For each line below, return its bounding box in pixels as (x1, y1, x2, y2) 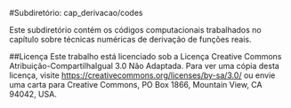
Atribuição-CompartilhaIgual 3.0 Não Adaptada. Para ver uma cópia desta (9, 61, 280, 71)
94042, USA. (9, 89, 58, 99)
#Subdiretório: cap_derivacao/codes (9, 8, 143, 18)
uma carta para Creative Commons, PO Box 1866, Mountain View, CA (9, 80, 263, 89)
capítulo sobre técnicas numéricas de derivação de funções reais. (9, 35, 252, 44)
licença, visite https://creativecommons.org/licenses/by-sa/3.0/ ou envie (9, 70, 276, 81)
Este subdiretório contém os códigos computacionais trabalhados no (9, 25, 262, 35)
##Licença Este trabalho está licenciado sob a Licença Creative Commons (9, 51, 282, 61)
